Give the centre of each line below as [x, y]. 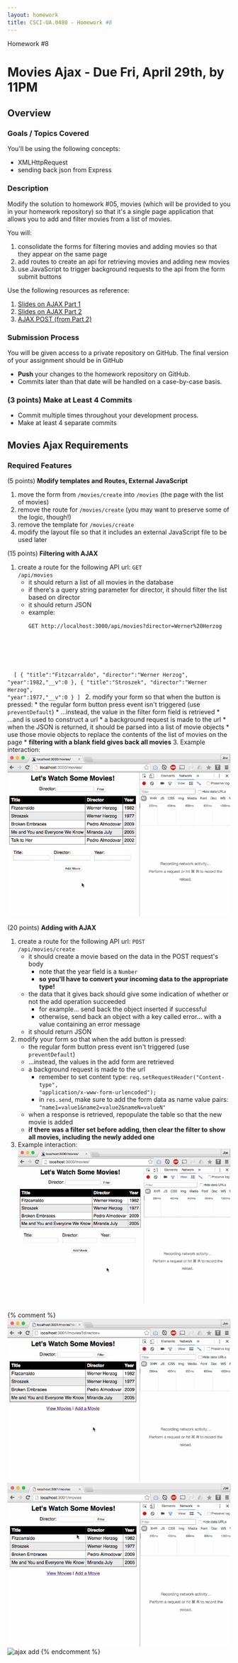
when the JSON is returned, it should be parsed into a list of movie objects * [118, 727]
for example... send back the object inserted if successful [123, 1009]
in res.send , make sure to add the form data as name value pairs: [134, 1100]
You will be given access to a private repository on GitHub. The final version [118, 353]
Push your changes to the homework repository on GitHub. [104, 374]
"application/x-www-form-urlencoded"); [98, 1093]
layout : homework [33, 15]
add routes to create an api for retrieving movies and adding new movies [124, 261]
